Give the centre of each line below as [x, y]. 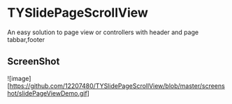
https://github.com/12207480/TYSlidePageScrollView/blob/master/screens [117, 86]
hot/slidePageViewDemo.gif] [48, 93]
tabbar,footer [26, 39]
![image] [19, 78]
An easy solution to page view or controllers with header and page [103, 32]
